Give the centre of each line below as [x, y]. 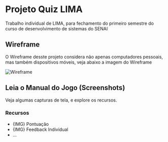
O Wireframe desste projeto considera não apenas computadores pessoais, [84, 57]
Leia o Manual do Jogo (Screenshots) [65, 88]
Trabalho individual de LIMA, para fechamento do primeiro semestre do [80, 23]
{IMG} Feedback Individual [40, 129]
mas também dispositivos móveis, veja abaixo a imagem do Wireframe [79, 62]
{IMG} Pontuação [31, 124]
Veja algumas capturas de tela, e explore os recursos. [61, 100]
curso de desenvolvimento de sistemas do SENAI [56, 28]
